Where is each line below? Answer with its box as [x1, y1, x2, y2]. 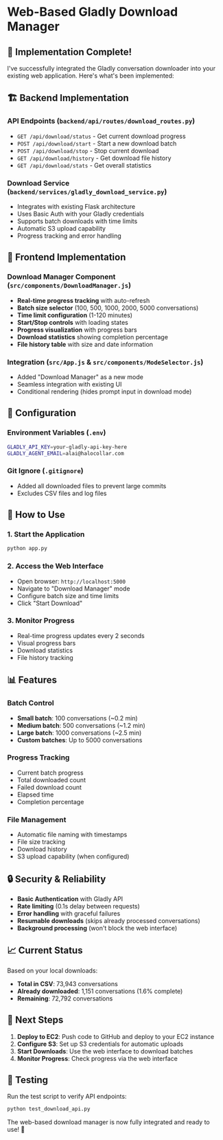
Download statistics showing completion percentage [16, 332, 168, 341]
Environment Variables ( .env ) [7, 428, 106, 437]
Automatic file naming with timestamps [16, 830, 128, 839]
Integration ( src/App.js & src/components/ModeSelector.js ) [7, 357, 204, 367]
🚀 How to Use [7, 509, 65, 521]
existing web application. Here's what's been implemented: [7, 71, 174, 80]
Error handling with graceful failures [16, 909, 121, 917]
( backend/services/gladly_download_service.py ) [7, 187, 167, 196]
